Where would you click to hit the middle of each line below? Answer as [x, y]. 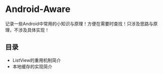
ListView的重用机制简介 [37, 60]
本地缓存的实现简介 [32, 66]
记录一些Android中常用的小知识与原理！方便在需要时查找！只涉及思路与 [79, 23]
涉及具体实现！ [34, 30]
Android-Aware [38, 9]
